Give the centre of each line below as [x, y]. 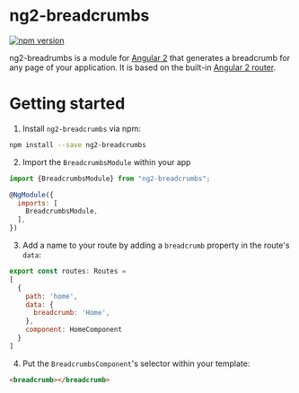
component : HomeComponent [74, 330]
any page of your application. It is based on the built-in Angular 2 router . [143, 67]
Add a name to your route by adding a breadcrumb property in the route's [156, 245]
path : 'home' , [52, 296]
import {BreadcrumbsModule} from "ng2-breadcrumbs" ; [110, 179]
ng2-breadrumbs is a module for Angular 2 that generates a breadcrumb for [149, 57]
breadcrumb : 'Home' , [71, 313]
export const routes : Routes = [68, 271]
